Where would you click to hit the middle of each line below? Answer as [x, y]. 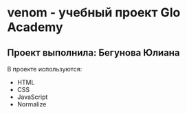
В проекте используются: [45, 69]
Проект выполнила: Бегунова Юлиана [93, 53]
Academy [35, 27]
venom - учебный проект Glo [94, 13]
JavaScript [32, 97]
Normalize [32, 104]
